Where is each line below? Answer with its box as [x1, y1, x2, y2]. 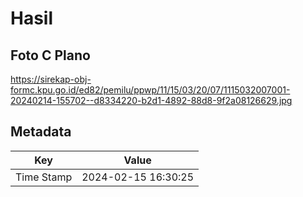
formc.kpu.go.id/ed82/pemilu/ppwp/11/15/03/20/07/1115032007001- [10, 84, 291, 96]
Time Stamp [15, 170, 73, 184]
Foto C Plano [10, 47, 91, 64]
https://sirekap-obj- [10, 73, 92, 85]
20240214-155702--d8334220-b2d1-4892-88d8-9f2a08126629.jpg [10, 95, 293, 106]
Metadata [10, 123, 72, 141]
